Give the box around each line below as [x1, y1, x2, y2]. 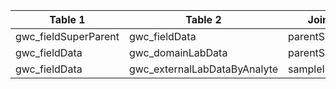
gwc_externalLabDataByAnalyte [128, 62, 279, 76]
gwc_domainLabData [128, 46, 228, 59]
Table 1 [49, 13, 86, 26]
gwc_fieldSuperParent [15, 30, 120, 43]
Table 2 [185, 13, 222, 26]
